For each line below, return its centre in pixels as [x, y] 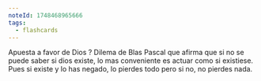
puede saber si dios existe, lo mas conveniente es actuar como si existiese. [131, 61]
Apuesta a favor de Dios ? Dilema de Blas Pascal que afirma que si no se [126, 53]
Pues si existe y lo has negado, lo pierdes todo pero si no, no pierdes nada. [130, 69]
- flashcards [37, 30]
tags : [17, 23]
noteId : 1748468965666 [45, 15]
